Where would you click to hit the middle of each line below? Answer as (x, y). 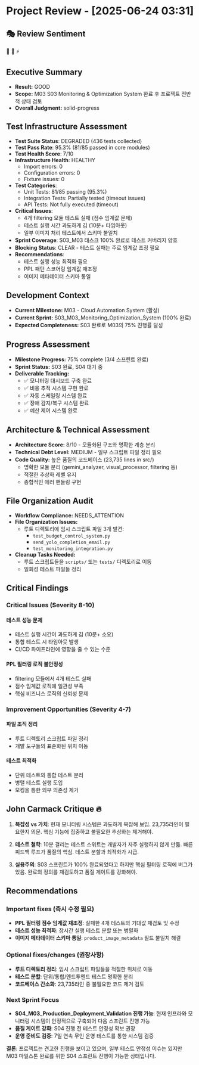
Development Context (48, 295)
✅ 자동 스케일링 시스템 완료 (55, 396)
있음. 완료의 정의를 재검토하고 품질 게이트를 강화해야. (76, 872)
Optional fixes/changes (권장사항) (55, 955)
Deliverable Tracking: (42, 374)
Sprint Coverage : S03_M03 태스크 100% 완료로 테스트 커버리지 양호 (96, 240)
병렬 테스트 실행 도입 (39, 783)
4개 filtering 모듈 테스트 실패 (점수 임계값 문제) (78, 218)
